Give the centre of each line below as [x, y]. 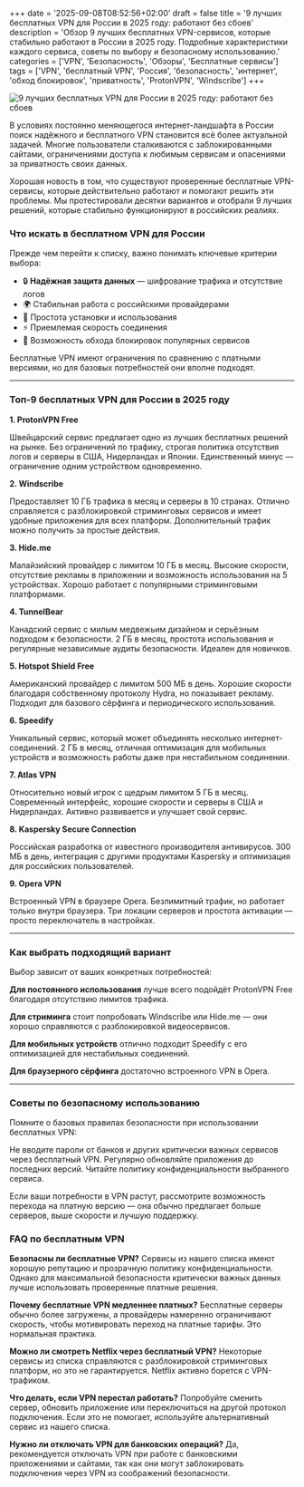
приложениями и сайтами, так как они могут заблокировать [127, 1463]
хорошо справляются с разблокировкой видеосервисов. [120, 1026]
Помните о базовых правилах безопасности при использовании [134, 1123]
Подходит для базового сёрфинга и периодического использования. [142, 702]
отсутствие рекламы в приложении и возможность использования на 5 [148, 575]
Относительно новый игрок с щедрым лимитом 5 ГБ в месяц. [129, 792]
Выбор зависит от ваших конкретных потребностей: [111, 971]
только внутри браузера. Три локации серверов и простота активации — [151, 911]
